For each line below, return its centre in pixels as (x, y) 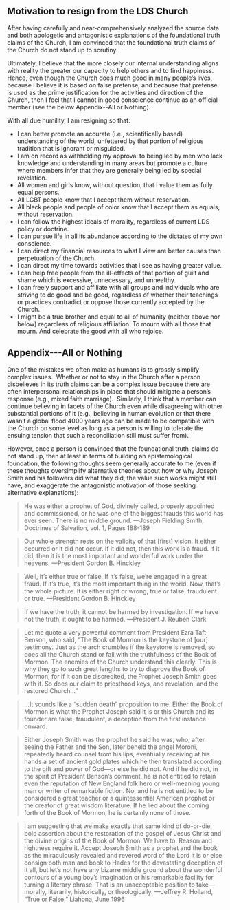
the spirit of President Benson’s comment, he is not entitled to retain (120, 776)
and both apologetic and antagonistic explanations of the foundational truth (114, 35)
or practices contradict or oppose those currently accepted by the (111, 301)
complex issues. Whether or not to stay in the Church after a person (104, 377)
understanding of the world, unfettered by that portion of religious (110, 141)
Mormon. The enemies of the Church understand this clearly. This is (120, 662)
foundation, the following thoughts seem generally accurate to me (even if (112, 463)
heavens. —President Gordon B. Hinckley (82, 563)
